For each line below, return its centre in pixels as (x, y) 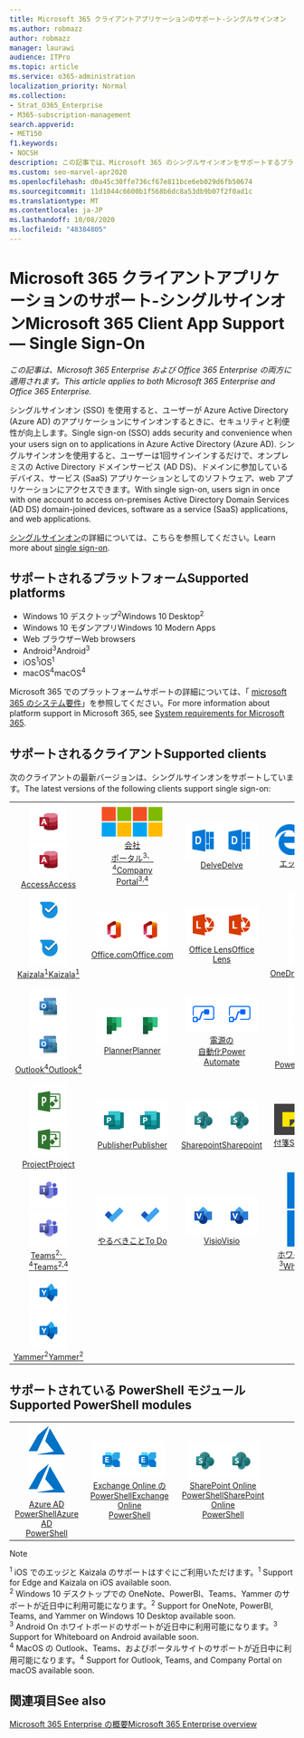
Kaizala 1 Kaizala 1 (48, 973)
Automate (222, 1062)
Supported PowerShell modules (101, 1405)
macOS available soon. (52, 1670)
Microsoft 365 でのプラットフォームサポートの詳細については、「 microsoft (148, 692)
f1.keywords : (34, 144)
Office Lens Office (222, 950)
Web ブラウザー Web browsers (79, 639)
